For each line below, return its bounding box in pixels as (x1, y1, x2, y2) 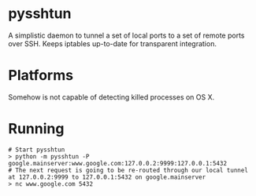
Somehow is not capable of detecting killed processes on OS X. (8, 92, 215, 102)
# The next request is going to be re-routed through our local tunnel (8, 166, 248, 174)
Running (8, 120, 65, 138)
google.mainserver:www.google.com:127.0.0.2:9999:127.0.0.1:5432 (8, 159, 227, 167)
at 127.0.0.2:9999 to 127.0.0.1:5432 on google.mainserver (8, 173, 206, 181)
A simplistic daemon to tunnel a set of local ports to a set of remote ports (8, 31, 245, 40)
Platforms (8, 67, 73, 85)
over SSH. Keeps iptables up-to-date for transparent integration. (8, 38, 217, 48)
